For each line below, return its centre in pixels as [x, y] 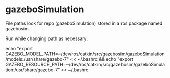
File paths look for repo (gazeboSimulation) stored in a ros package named [84, 23]
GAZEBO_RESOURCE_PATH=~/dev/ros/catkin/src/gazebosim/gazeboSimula [85, 64]
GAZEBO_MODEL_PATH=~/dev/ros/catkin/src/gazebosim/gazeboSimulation [85, 54]
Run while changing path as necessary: [47, 38]
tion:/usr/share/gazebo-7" [33, 70]
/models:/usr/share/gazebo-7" [37, 59]
